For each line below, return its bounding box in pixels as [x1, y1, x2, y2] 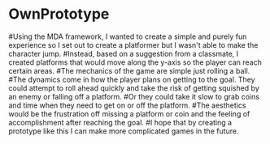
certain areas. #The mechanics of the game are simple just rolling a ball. [8, 66, 250, 75]
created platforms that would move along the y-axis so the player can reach [8, 57, 263, 67]
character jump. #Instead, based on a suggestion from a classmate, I [8, 49, 239, 58]
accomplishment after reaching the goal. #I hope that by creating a [8, 117, 233, 127]
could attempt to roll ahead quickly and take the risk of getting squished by [8, 83, 260, 93]
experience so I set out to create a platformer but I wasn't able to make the [8, 40, 259, 49]
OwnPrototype [8, 5, 110, 23]
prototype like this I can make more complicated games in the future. [8, 126, 239, 136]
